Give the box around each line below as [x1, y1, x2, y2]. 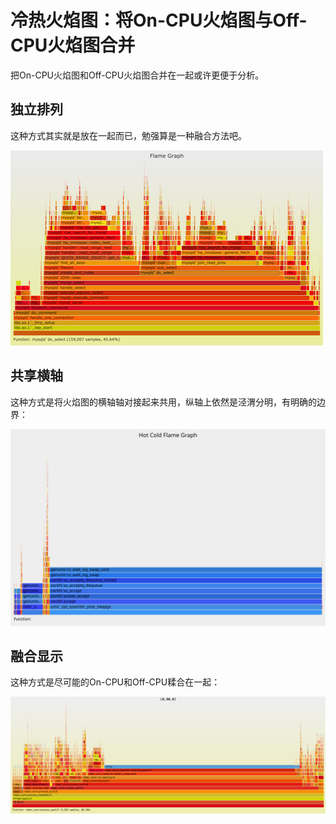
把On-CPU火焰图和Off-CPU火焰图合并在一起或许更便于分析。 [10, 69, 265, 81]
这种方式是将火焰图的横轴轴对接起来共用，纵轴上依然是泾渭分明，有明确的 [10, 396, 317, 408]
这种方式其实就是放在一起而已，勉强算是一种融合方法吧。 [10, 129, 247, 141]
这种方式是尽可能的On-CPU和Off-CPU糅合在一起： [10, 676, 221, 688]
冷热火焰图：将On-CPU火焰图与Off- [10, 9, 308, 32]
